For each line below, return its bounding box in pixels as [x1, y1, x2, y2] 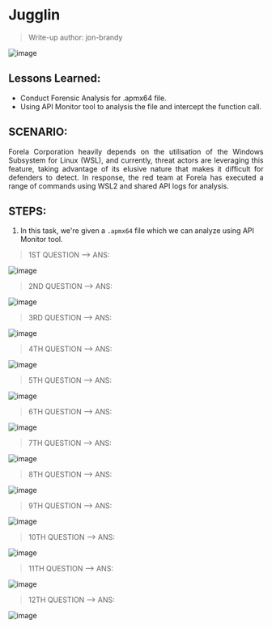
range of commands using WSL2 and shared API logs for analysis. [8, 180, 229, 191]
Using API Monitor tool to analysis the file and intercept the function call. [19, 101, 261, 111]
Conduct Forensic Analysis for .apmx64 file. [19, 93, 168, 103]
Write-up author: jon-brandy [28, 32, 123, 42]
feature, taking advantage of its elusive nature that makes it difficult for [8, 163, 264, 173]
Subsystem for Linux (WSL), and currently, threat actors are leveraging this [8, 155, 264, 165]
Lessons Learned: [8, 71, 101, 86]
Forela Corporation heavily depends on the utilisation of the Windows [8, 146, 264, 156]
